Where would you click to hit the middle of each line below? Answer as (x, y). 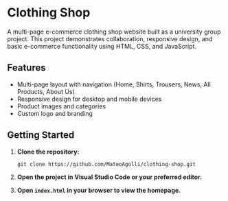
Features (26, 68)
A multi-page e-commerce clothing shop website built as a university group (114, 32)
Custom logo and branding (55, 113)
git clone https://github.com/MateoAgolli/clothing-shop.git (106, 164)
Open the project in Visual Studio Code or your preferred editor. (110, 177)
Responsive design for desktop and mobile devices (89, 99)
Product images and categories (61, 106)
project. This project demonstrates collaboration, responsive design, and (110, 38)
